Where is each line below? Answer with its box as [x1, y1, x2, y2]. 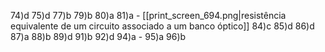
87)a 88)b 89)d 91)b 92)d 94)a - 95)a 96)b [10, 31, 187, 42]
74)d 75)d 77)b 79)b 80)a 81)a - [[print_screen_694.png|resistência [10, 10, 287, 21]
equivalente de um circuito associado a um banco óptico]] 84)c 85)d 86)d [10, 20, 315, 32]
